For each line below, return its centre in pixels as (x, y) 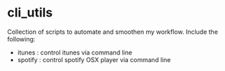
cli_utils (30, 13)
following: (21, 39)
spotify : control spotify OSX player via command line (94, 59)
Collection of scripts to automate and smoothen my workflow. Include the (113, 32)
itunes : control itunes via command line (75, 52)
